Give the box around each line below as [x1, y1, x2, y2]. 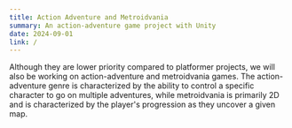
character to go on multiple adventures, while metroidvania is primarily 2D [9, 90, 280, 101]
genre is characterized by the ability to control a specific [48, 80, 255, 91]
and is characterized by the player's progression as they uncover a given [9, 99, 276, 110]
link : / [9, 37, 38, 47]
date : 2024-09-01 [9, 29, 74, 38]
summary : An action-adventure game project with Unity [9, 21, 217, 30]
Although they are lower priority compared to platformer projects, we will [9, 62, 275, 72]
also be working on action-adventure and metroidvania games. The [9, 72, 256, 82]
